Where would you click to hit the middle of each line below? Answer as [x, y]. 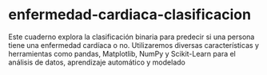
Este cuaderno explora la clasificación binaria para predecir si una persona [132, 37]
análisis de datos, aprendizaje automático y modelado [97, 62]
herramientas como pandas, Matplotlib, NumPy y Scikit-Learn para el [122, 53]
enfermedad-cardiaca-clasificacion [130, 15]
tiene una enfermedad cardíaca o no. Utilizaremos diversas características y [134, 45]
